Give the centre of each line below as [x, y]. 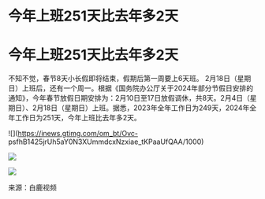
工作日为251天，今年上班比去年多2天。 [78, 118]
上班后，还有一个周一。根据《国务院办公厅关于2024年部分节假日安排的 [138, 88]
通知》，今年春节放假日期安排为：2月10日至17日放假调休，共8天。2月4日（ [129, 98]
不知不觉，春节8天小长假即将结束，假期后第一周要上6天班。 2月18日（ [123, 79]
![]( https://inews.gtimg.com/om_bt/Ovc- [73, 134]
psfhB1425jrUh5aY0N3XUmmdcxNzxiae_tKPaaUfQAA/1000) [106, 142]
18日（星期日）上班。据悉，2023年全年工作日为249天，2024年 [146, 108]
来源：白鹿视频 [32, 188]
